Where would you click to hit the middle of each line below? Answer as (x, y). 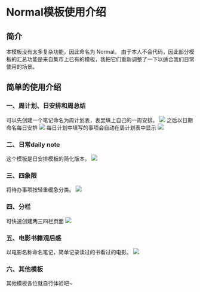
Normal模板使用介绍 (56, 12)
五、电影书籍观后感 (34, 238)
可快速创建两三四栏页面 (35, 221)
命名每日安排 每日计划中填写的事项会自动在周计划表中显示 (81, 127)
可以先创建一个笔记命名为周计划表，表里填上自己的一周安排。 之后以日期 (99, 120)
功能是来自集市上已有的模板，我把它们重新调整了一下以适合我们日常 (110, 59)
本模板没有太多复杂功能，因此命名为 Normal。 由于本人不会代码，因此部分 (98, 52)
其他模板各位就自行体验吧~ (39, 283)
